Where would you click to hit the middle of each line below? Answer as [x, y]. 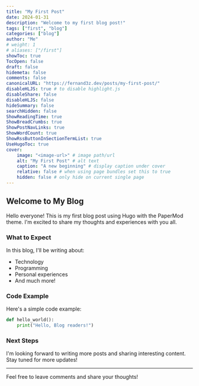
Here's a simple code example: [44, 309]
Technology [29, 261]
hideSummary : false [30, 105]
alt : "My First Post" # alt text [58, 161]
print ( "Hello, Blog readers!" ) [55, 325]
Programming [31, 268]
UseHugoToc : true [28, 144]
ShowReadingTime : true [34, 116]
